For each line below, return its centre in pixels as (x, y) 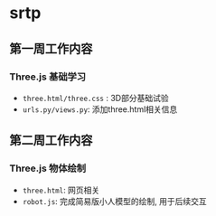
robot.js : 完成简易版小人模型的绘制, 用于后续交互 (115, 201)
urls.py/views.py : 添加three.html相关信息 (100, 109)
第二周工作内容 (51, 141)
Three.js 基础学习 (48, 77)
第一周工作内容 (51, 48)
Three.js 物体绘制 (48, 168)
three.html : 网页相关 (61, 190)
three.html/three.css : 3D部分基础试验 (95, 98)
